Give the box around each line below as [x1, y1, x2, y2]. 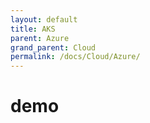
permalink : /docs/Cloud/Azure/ [10, 52, 141, 62]
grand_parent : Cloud [10, 42, 97, 53]
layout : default [10, 14, 78, 25]
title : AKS [10, 24, 56, 34]
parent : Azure [10, 33, 70, 43]
